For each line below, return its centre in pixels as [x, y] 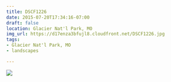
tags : [13, 40]
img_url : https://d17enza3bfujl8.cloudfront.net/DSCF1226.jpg [85, 34]
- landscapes [22, 51]
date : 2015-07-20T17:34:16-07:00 [48, 17]
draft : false [22, 23]
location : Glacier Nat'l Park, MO [49, 28]
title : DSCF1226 [26, 12]
